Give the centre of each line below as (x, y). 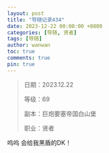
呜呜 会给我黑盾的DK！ (39, 142)
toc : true (21, 52)
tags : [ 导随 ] (25, 39)
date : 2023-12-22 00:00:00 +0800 (55, 26)
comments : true (29, 58)
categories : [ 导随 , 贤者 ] (42, 32)
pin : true (21, 64)
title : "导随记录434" (36, 20)
